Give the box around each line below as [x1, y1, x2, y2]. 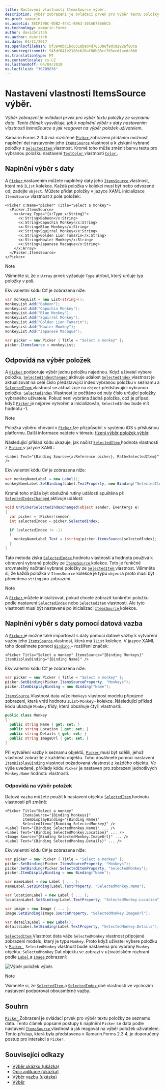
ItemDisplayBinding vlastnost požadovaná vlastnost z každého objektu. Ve [5, 760, 156, 766]
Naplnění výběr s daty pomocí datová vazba [5, 620, 143, 628]
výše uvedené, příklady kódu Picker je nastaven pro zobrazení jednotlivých [5, 765, 157, 771]
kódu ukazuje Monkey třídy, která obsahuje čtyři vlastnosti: [5, 703, 122, 709]
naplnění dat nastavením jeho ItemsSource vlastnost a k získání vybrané [5, 140, 150, 146]
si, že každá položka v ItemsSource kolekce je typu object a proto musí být [5, 570, 155, 576]
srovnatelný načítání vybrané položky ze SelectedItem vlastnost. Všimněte [5, 565, 156, 571]
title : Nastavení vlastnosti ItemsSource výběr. [5, 7, 107, 12]
